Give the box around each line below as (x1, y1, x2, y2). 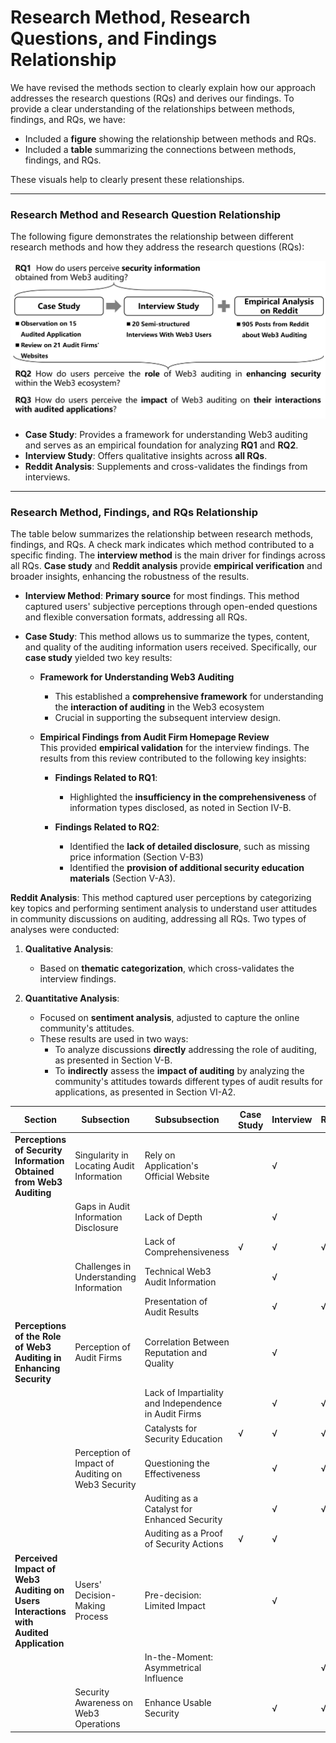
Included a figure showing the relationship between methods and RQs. (24, 132, 317, 145)
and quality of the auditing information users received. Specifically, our (24, 641, 318, 653)
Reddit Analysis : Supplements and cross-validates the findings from (24, 460, 308, 472)
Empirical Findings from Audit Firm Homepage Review (39, 731, 270, 743)
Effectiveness (144, 1467, 201, 1480)
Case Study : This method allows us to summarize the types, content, (24, 631, 310, 643)
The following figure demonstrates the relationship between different (10, 231, 294, 243)
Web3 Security (74, 1478, 137, 1490)
